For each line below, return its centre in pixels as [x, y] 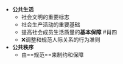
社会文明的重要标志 [45, 17]
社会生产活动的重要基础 [51, 24]
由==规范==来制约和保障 [52, 55]
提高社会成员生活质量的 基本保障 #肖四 [69, 32]
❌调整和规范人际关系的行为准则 [61, 40]
